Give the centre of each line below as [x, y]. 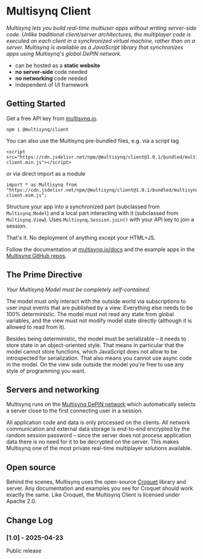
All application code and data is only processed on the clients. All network [98, 423]
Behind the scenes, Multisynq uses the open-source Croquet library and [96, 482]
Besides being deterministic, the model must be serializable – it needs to [96, 339]
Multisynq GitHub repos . [37, 256]
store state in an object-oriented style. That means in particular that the [95, 345]
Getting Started [36, 104]
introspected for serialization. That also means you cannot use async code [99, 358]
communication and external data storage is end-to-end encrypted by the [98, 429]
